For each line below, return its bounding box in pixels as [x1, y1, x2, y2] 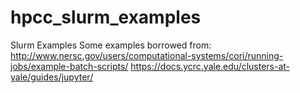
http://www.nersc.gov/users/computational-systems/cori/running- [10, 49, 284, 61]
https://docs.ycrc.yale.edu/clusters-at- [130, 60, 291, 72]
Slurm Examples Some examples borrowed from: [10, 39, 212, 51]
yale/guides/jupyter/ [10, 71, 94, 83]
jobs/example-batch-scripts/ [10, 60, 129, 72]
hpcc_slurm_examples [10, 6, 202, 29]
